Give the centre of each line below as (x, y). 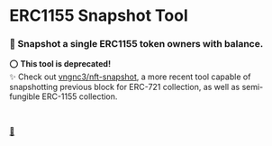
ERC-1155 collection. (80, 96)
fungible (25, 96)
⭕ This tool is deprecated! (60, 64)
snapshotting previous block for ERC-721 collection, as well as (125, 87)
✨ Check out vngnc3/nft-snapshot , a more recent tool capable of (130, 77)
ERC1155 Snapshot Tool (99, 16)
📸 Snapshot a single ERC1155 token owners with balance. (136, 44)
